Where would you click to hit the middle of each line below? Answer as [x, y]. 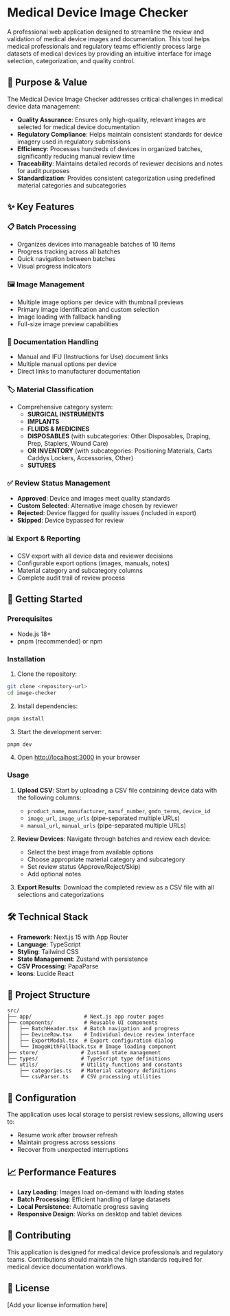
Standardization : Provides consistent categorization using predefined [116, 178]
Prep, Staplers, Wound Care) [68, 444]
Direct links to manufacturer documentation [79, 372]
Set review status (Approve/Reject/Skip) [84, 866]
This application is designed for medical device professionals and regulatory [115, 1252]
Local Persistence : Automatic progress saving [83, 1206]
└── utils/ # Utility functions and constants [95, 1065]
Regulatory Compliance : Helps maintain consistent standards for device [120, 134]
